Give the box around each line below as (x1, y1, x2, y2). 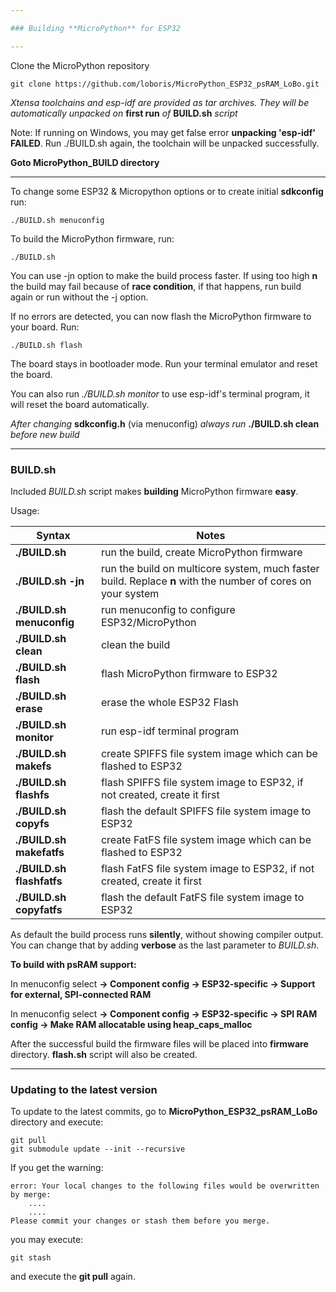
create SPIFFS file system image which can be (100, 746, 318, 760)
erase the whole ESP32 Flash (100, 695, 239, 709)
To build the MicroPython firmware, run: (10, 232, 175, 245)
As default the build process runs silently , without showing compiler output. (10, 928, 324, 940)
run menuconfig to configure (100, 602, 236, 616)
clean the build (100, 637, 171, 651)
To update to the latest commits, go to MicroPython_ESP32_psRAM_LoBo (10, 1106, 318, 1118)
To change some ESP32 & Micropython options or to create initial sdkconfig (10, 185, 324, 197)
